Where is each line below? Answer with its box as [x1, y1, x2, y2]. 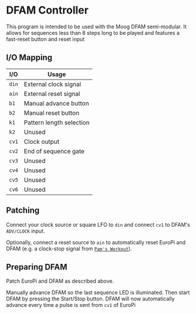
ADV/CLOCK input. [6, 227, 45, 234]
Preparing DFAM [6, 262, 67, 272]
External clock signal [23, 80, 81, 88]
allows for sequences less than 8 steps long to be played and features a [6, 29, 180, 36]
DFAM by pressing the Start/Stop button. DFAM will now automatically [6, 295, 175, 302]
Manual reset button [23, 108, 80, 117]
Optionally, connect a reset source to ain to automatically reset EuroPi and [6, 239, 186, 246]
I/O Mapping [6, 52, 53, 62]
